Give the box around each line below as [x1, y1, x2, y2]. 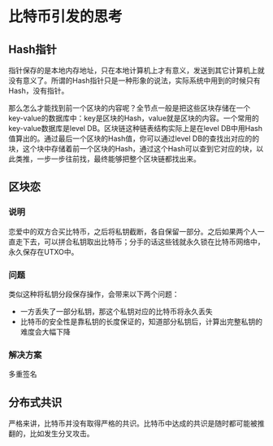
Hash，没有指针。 [8, 86, 69, 95]
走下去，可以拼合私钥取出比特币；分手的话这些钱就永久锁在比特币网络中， [15, 237, 265, 247]
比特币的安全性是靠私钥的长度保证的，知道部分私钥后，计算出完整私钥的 [19, 317, 262, 326]
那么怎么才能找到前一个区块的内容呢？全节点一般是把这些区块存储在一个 [8, 103, 250, 112]
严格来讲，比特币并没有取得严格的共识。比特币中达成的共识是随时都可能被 [8, 418, 258, 428]
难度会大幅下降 [19, 326, 71, 336]
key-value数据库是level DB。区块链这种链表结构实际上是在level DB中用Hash [8, 124, 262, 133]
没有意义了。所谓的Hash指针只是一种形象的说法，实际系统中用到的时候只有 [8, 76, 261, 85]
